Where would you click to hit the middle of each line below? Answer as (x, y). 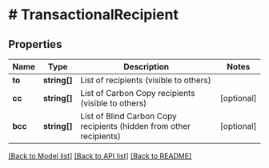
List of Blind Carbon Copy (128, 116)
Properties (35, 44)
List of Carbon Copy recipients (137, 93)
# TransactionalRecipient (93, 15)
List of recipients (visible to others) (146, 80)
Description (147, 67)
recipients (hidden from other (135, 126)
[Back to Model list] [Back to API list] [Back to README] (100, 156)
